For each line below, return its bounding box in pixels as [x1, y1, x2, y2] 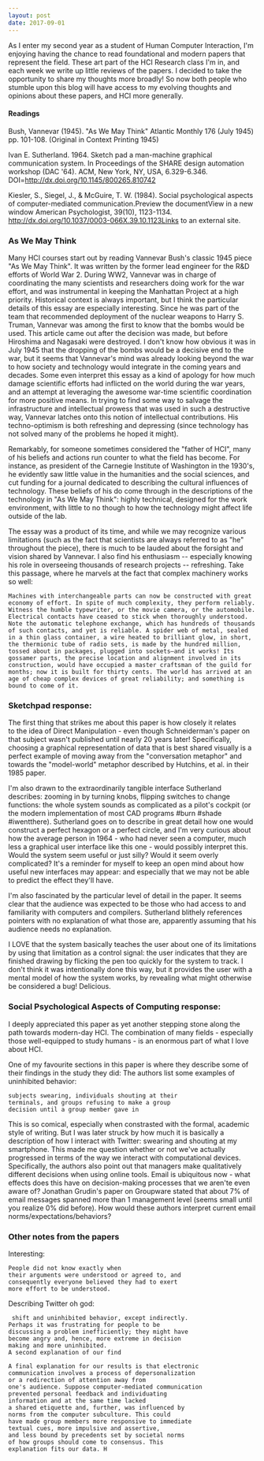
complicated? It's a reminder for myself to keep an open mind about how [8, 859, 244, 868]
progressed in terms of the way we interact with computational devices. [8, 1153, 241, 1162]
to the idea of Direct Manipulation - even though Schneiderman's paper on [8, 726, 251, 736]
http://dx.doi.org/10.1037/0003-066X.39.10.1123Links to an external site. [8, 215, 241, 225]
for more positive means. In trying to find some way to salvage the [8, 396, 223, 404]
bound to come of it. [8, 682, 80, 690]
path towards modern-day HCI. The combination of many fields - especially [8, 1027, 254, 1037]
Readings [8, 109, 40, 118]
